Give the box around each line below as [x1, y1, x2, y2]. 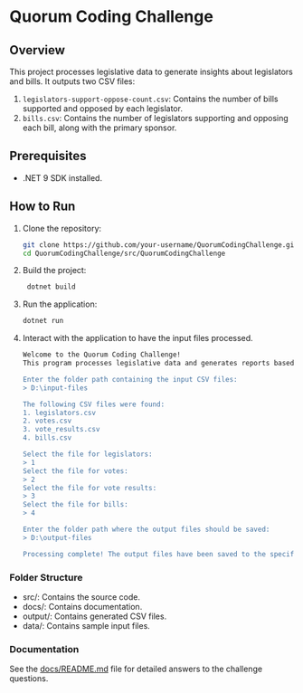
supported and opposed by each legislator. [22, 103, 184, 114]
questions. [9, 673, 49, 684]
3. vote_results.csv [22, 425, 100, 434]
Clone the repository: [22, 223, 102, 233]
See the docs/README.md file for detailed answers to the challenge [9, 663, 263, 675]
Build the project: [22, 265, 87, 276]
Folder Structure [9, 571, 83, 584]
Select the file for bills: [22, 500, 128, 509]
